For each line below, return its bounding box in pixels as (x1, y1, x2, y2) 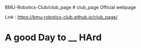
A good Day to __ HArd (5, 32, 102, 43)
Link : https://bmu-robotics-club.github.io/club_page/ (5, 14, 118, 20)
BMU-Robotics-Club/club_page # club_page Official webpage (5, 5, 136, 10)
